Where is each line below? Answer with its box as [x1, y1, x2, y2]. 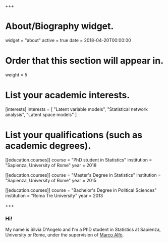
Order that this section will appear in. [5, 55, 164, 66]
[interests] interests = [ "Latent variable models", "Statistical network [5, 106, 148, 112]
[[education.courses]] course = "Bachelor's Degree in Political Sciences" [5, 187, 157, 193]
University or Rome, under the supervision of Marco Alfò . [5, 232, 124, 238]
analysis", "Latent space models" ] [5, 111, 77, 117]
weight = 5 [5, 71, 28, 77]
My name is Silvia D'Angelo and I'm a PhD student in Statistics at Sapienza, [5, 226, 161, 233]
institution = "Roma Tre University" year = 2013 [5, 192, 103, 198]
